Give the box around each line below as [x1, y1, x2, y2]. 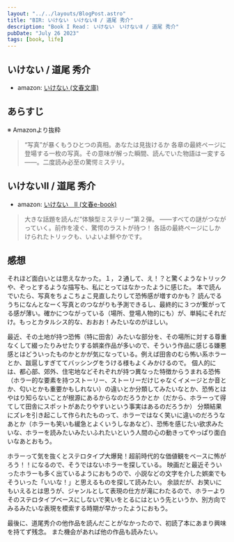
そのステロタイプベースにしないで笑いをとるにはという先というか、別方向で [7, 495, 226, 504]
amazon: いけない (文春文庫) [17, 83, 100, 91]
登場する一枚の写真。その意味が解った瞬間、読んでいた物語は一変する [24, 149, 226, 157]
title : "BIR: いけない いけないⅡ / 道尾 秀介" [7, 17, 134, 24]
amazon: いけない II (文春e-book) [17, 200, 117, 208]
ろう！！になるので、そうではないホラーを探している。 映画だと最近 [7, 460, 204, 469]
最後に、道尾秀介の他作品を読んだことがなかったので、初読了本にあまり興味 [7, 519, 227, 527]
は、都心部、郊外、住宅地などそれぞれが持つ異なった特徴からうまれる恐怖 [7, 367, 221, 376]
